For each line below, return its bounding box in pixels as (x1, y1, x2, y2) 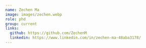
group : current (5, 21, 37, 26)
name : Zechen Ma (5, 7, 39, 12)
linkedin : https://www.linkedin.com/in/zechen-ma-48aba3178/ (10, 35, 141, 40)
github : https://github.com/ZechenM (10, 30, 87, 35)
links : (5, 26, 19, 31)
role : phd (5, 16, 26, 21)
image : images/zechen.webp (5, 12, 62, 17)
